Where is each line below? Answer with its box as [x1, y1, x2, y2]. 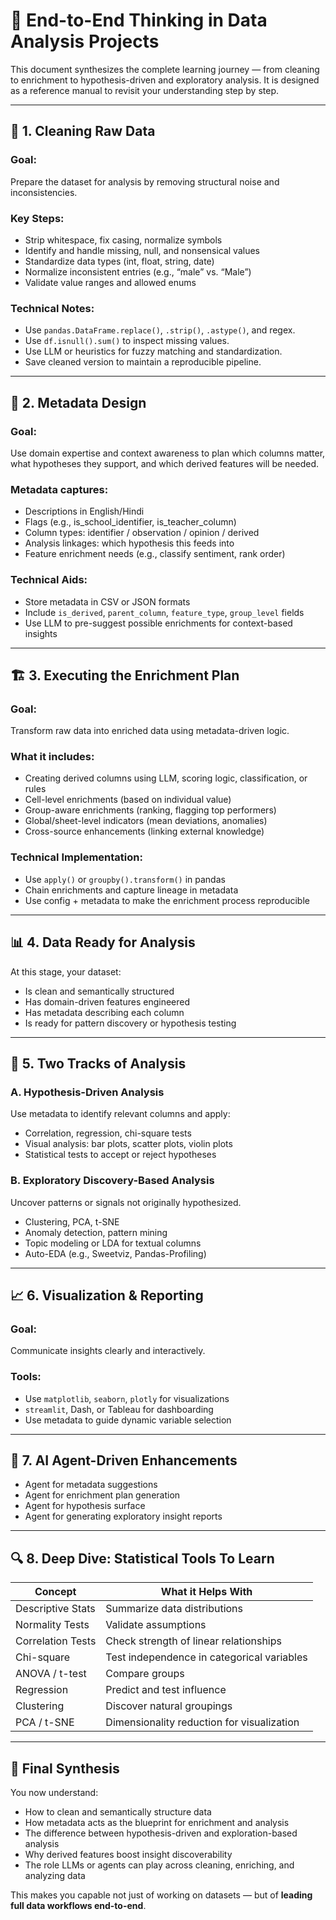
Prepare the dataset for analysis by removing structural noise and [10, 175, 280, 188]
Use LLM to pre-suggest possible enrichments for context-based [24, 617, 293, 629]
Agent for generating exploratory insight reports [24, 1510, 223, 1523]
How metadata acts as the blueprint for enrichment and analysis [24, 1817, 290, 1828]
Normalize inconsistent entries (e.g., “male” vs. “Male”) [24, 265, 252, 278]
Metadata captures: [10, 482, 109, 496]
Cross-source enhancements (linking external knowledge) [24, 825, 265, 838]
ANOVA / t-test [15, 1667, 87, 1681]
